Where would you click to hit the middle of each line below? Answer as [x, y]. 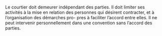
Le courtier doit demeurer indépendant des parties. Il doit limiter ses [75, 7]
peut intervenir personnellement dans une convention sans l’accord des [79, 23]
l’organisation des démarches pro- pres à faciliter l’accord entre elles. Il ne [81, 18]
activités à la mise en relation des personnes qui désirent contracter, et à [80, 12]
